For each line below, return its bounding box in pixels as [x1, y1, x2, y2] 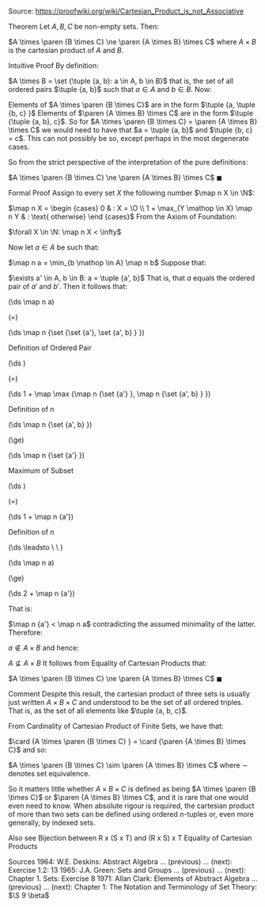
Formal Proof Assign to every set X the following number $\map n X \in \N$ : [8, 189, 256, 198]
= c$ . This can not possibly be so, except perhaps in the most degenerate [8, 134, 249, 143]
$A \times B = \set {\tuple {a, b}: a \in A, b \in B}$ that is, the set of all [8, 76, 233, 86]
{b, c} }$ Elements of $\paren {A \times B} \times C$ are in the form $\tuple [8, 109, 254, 118]
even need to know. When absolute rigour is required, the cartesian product [8, 801, 255, 810]
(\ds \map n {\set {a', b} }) [8, 420, 93, 429]
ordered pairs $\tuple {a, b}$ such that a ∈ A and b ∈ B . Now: [8, 85, 212, 94]
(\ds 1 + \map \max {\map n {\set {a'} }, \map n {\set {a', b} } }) [8, 389, 211, 398]
